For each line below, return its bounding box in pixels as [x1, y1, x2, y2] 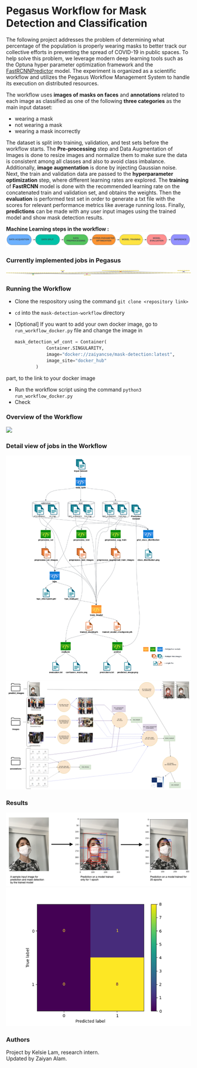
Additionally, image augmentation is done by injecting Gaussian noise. [6, 163, 177, 171]
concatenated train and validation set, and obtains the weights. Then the [6, 189, 181, 196]
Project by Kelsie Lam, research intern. [6, 1049, 100, 1056]
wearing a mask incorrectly [14, 128, 81, 135]
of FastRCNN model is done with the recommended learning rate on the [6, 182, 180, 189]
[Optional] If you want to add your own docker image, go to [14, 321, 158, 328]
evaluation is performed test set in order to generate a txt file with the [6, 195, 175, 202]
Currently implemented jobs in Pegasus [6, 256, 121, 265]
